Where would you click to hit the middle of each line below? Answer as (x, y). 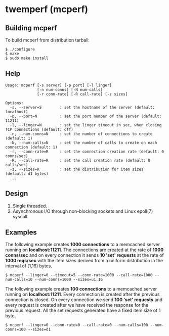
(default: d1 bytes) (27, 174)
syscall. (20, 216)
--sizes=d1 (39, 329)
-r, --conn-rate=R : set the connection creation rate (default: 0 (87, 152)
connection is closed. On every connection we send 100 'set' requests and (84, 300)
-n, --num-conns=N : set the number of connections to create (81, 134)
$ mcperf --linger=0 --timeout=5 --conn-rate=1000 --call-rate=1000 (79, 275)
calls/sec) (17, 165)
